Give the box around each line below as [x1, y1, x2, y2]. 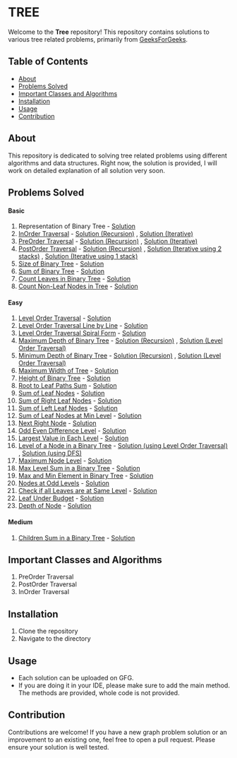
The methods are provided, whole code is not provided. [18, 689, 180, 697]
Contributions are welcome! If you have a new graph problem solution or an [8, 728, 228, 736]
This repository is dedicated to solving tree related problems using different [8, 151, 228, 160]
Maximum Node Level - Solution [18, 456, 112, 465]
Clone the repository [18, 627, 78, 636]
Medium [8, 517, 33, 526]
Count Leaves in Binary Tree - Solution [18, 275, 131, 283]
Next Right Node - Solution [18, 419, 97, 427]
